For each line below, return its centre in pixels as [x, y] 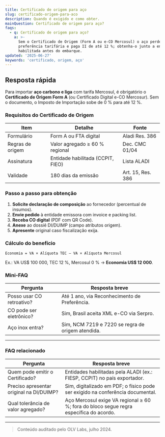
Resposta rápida [31, 80]
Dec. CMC [134, 144]
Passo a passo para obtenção [41, 194]
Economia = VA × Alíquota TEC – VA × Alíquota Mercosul [63, 253]
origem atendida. [81, 331]
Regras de [19, 144]
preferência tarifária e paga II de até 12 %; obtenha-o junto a [86, 46]
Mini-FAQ [17, 275]
